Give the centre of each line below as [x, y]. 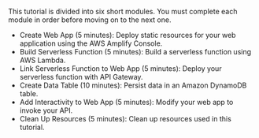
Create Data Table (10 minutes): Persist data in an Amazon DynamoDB [133, 85]
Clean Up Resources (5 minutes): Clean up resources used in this [126, 119]
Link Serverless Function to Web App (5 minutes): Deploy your [120, 69]
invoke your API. [46, 110]
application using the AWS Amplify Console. [91, 43]
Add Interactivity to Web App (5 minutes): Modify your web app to [126, 102]
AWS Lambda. [43, 60]
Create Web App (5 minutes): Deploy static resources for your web [128, 35]
